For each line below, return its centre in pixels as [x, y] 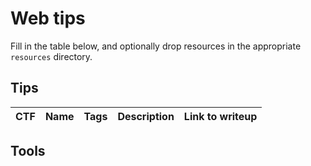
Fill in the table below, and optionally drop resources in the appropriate [156, 46]
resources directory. [51, 56]
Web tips [48, 18]
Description [146, 116]
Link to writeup [220, 116]
